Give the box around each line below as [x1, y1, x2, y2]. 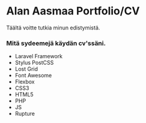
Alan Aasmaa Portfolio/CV [6, 4, 140, 18]
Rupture [14, 110, 35, 118]
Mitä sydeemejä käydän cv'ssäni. [6, 39, 106, 47]
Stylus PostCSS [14, 59, 54, 67]
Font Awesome [14, 72, 52, 79]
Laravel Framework [14, 53, 63, 60]
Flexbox [14, 78, 35, 85]
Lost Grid [14, 65, 38, 73]
